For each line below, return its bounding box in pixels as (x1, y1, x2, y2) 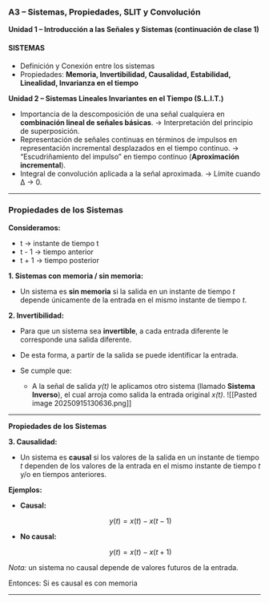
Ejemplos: (8, 484, 42, 495)
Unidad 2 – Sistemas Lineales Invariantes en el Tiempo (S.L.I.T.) (8, 93, 224, 103)
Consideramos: (8, 223, 61, 233)
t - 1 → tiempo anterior (19, 247, 94, 257)
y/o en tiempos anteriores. (19, 469, 106, 479)
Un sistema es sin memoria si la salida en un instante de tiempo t (19, 286, 235, 296)
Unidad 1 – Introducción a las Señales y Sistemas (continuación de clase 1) (8, 25, 260, 34)
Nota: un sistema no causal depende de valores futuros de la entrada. (8, 562, 239, 572)
